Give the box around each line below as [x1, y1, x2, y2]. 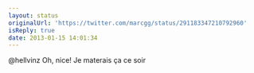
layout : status [8, 11, 59, 20]
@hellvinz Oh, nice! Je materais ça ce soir [8, 56, 146, 65]
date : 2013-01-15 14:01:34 [8, 33, 98, 42]
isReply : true [8, 26, 56, 34]
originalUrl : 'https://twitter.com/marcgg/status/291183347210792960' [8, 19, 248, 27]
